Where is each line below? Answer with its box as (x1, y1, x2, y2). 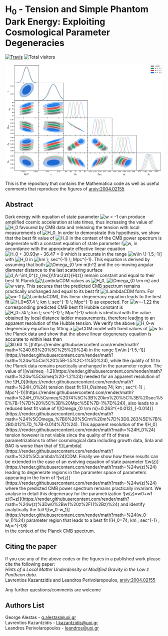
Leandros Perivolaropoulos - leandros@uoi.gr (5, 625, 99, 631)
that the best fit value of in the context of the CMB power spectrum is (5, 235, 162, 241)
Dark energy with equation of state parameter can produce (5, 214, 145, 220)
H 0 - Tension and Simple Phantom (5, 4, 149, 17)
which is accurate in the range (64, 251, 127, 257)
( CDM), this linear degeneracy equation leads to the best (21, 293, 161, 299)
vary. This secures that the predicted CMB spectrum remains (14, 283, 141, 289)
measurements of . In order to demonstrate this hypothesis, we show (5, 230, 160, 236)
